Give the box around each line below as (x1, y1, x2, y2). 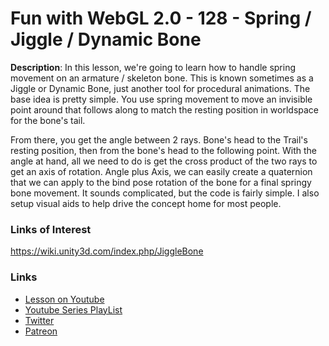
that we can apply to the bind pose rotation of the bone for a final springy (10, 176, 312, 188)
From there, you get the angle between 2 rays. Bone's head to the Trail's (10, 133, 308, 146)
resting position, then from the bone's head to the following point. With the (10, 144, 318, 156)
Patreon (24, 325, 58, 337)
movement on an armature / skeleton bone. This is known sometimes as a (10, 72, 314, 84)
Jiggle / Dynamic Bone (10, 28, 202, 51)
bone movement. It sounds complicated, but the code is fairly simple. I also (10, 187, 320, 199)
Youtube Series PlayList (24, 303, 123, 316)
